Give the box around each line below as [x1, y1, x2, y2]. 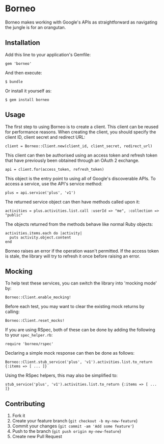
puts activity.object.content [9, 235, 71, 240]
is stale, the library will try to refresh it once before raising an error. [5, 253, 140, 259]
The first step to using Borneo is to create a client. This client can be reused [5, 124, 159, 130]
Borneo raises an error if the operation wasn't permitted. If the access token [5, 248, 159, 254]
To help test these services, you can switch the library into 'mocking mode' [5, 280, 157, 286]
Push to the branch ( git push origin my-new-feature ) [12, 428, 121, 434]
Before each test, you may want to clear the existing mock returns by [5, 304, 145, 310]
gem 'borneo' [5, 61, 32, 66]
